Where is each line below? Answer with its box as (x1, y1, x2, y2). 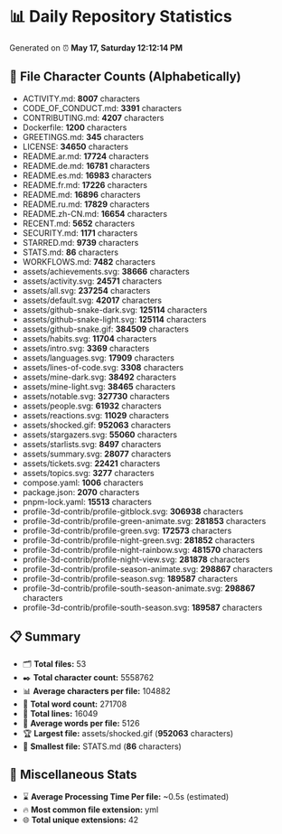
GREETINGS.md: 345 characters (22, 131, 145, 142)
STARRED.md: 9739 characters (22, 237, 139, 248)
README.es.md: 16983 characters (22, 170, 152, 181)
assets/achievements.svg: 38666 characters (22, 266, 190, 276)
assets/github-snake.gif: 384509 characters (22, 323, 190, 334)
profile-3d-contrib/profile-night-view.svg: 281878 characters (22, 554, 250, 565)
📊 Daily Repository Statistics (9, 6, 232, 27)
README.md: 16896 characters (22, 189, 141, 200)
